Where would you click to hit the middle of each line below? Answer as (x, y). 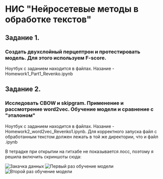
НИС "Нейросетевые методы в (72, 9)
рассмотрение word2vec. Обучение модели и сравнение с (79, 109)
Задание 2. (23, 89)
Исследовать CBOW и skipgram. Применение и (65, 103)
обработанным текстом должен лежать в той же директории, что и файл (82, 137)
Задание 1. (22, 38)
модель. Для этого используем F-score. (56, 58)
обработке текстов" (48, 19)
